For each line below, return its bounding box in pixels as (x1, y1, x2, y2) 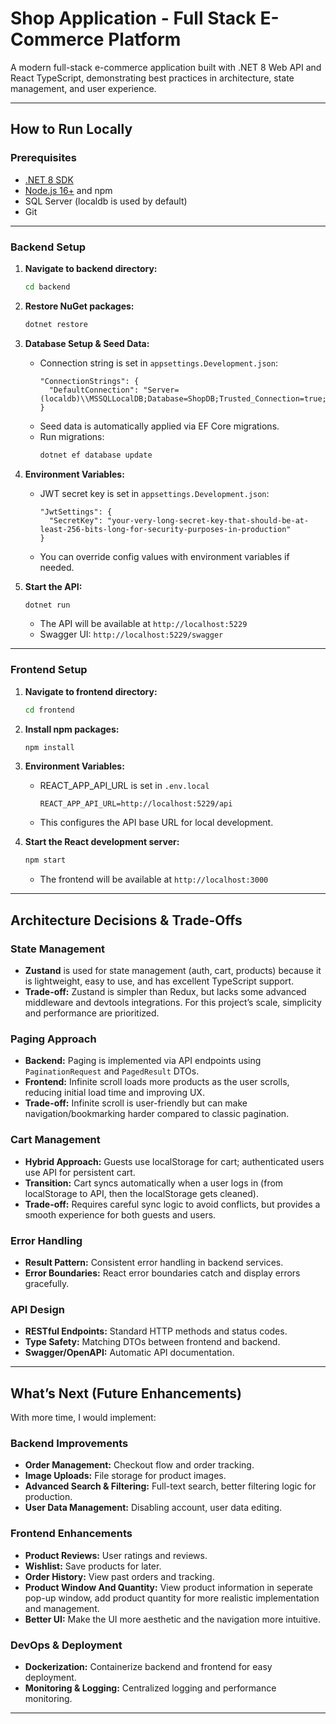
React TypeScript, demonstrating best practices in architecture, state (10, 72, 295, 84)
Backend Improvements (10, 1436, 129, 1450)
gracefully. (24, 1277, 70, 1289)
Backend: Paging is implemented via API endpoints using (24, 1055, 262, 1067)
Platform (108, 28, 182, 51)
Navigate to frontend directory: (24, 685, 158, 697)
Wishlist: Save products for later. (24, 1560, 162, 1572)
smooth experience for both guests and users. (24, 1208, 217, 1221)
